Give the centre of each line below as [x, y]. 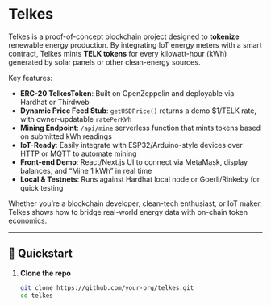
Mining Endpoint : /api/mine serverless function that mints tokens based [140, 128]
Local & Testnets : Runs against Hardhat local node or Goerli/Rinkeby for [140, 179]
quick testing [42, 187]
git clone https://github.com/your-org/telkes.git [107, 287]
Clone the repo [45, 273]
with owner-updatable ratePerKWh [76, 119]
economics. [28, 220]
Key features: [30, 78]
